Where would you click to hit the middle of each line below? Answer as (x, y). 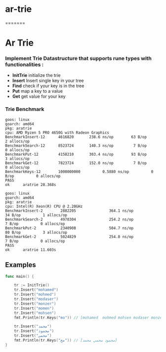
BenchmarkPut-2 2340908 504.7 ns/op (69, 228)
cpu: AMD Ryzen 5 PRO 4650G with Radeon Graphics (57, 132)
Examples (21, 265)
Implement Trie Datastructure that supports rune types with (79, 59)
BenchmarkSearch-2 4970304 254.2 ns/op (69, 219)
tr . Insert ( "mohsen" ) (35, 313)
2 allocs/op (17, 141)
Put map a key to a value (38, 91)
